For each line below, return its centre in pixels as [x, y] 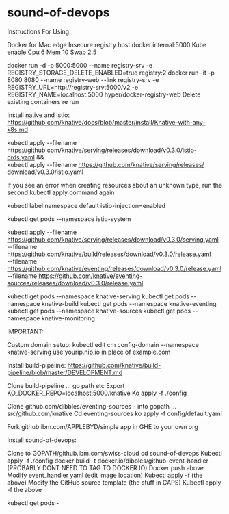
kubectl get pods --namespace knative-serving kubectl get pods [98, 296]
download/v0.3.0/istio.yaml [45, 172]
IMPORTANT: [26, 331]
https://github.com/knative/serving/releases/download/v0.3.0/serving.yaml [113, 239]
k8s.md [18, 129]
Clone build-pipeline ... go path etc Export [66, 385]
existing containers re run [43, 101]
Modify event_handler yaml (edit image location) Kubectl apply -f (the [105, 475]
